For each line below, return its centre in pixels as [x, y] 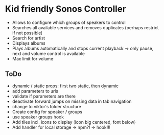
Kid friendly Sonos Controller [66, 9]
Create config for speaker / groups [47, 112]
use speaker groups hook [38, 117]
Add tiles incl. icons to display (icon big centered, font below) [74, 122]
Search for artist [28, 38]
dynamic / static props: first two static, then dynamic [65, 86]
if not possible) [27, 33]
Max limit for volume [33, 58]
